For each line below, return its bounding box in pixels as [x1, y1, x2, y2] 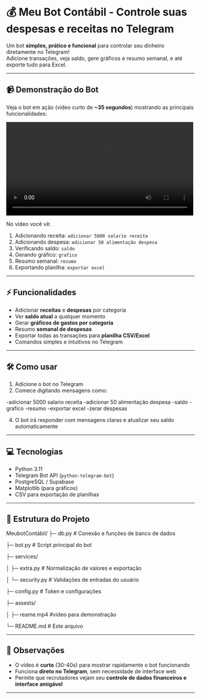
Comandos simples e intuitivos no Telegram [14, 338, 123, 345]
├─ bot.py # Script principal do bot [6, 542, 92, 548]
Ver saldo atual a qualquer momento [14, 312, 106, 320]
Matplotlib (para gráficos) [14, 485, 78, 492]
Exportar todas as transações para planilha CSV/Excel [14, 332, 150, 339]
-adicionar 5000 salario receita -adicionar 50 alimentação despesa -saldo [6, 399, 188, 406]
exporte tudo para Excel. [6, 61, 67, 68]
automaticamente [14, 423, 59, 430]
